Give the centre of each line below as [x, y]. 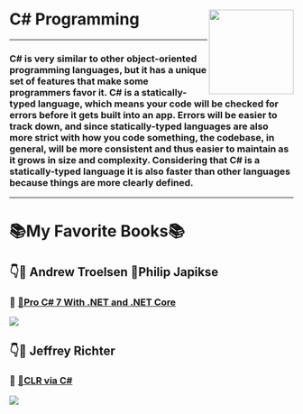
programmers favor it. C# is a [74, 92]
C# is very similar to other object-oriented [103, 59]
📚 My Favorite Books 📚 [97, 231]
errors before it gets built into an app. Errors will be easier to [143, 115]
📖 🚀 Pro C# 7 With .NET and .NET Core [92, 302]
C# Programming [74, 19]
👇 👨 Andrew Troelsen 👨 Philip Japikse [114, 272]
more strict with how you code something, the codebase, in [142, 137]
